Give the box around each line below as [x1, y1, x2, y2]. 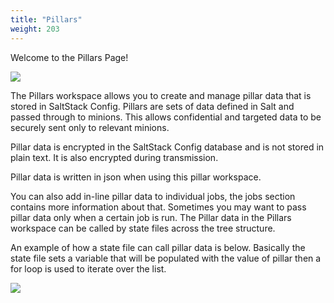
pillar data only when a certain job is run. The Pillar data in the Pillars [10, 211, 292, 223]
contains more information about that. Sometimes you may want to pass [10, 201, 307, 213]
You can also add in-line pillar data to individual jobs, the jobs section [10, 190, 296, 202]
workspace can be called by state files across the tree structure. [10, 222, 276, 234]
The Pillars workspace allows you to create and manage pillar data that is [10, 89, 312, 101]
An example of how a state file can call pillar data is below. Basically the [10, 241, 306, 253]
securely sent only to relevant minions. [10, 121, 170, 133]
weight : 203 [10, 24, 60, 34]
